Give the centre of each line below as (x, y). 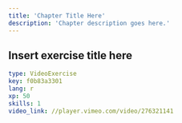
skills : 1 (25, 103)
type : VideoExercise (43, 74)
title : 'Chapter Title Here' (57, 16)
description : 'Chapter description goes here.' (89, 23)
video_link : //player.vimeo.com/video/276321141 (91, 111)
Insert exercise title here (70, 56)
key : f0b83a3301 (35, 81)
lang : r (21, 89)
